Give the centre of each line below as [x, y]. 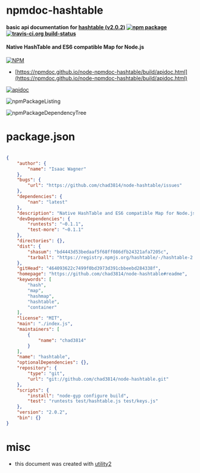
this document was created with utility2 [63, 463]
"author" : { [32, 163]
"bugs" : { [29, 180]
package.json [41, 137]
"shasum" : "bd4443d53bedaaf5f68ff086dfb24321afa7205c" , [98, 252]
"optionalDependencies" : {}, [53, 363]
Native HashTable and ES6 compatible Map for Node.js [75, 47]
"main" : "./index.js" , [45, 324]
